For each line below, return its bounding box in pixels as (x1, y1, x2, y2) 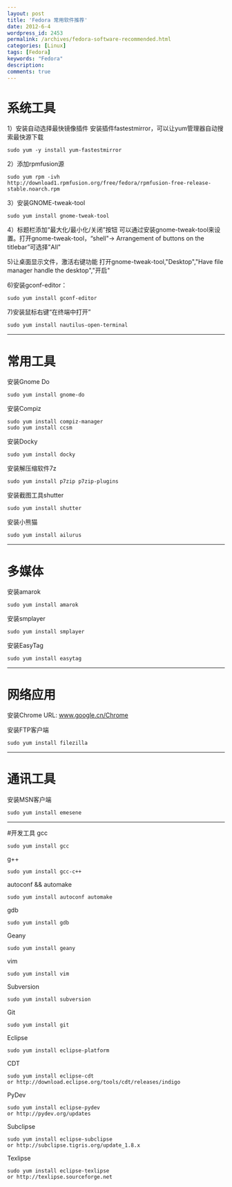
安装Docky (7, 437, 38, 446)
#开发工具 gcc (7, 829, 48, 837)
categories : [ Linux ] (7, 42, 67, 49)
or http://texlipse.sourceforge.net (7, 1174, 113, 1181)
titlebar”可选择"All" (7, 243, 61, 252)
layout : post (7, 10, 45, 17)
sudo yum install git (7, 1021, 70, 1029)
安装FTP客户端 (7, 726, 50, 735)
